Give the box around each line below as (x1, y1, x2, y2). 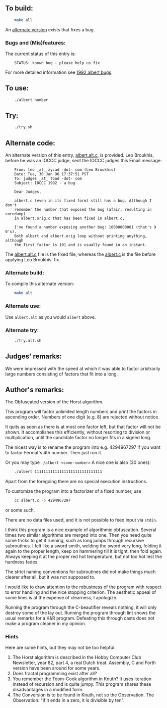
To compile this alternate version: (5, 280, 74, 287)
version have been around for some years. (12, 665, 101, 671)
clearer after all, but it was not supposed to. (5, 574, 96, 580)
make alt (14, 291, 33, 296)
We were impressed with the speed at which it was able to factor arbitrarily (5, 365, 160, 371)
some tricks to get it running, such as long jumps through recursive (5, 538, 144, 544)
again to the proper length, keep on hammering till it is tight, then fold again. (5, 548, 162, 554)
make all (14, 17, 33, 22)
